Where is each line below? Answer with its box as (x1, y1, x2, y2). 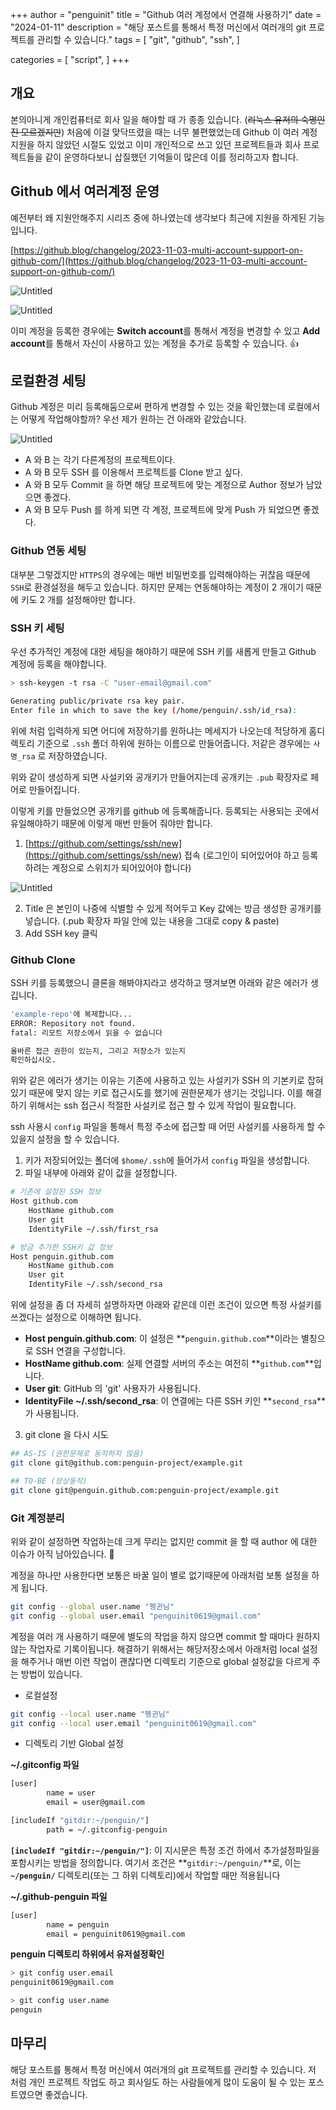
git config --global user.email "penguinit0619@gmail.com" (10, 1611, 262, 1621)
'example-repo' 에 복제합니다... (10, 1009, 133, 1019)
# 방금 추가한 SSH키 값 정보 (10, 1242, 113, 1252)
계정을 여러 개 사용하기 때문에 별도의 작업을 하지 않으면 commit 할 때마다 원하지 (10, 1630, 321, 1642)
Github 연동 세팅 (10, 544, 87, 558)
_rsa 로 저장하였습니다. (16, 749, 108, 762)
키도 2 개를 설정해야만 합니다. (20, 593, 136, 605)
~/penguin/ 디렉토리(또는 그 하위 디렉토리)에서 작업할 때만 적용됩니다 (10, 1869, 281, 1881)
